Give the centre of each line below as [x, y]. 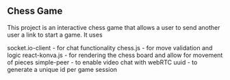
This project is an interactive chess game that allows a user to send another [114, 27]
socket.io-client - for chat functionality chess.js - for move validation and [110, 47]
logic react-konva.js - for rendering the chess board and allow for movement [115, 55]
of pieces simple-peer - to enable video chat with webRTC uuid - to [102, 62]
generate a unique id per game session [62, 69]
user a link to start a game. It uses [55, 35]
